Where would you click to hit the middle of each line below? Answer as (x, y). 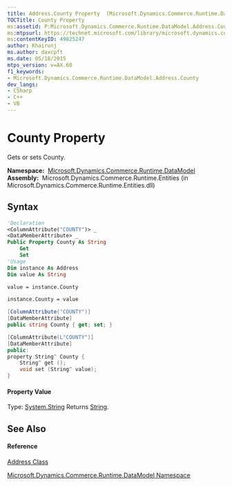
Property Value (29, 391)
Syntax (23, 207)
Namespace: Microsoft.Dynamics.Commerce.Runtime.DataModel (101, 170)
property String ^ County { (46, 357)
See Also (27, 429)
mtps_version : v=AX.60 (40, 65)
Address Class (28, 462)
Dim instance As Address (43, 268)
